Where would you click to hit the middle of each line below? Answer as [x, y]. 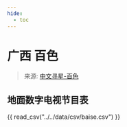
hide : [15, 13]
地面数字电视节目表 [48, 100]
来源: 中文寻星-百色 [51, 76]
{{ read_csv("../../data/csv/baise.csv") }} [64, 117]
